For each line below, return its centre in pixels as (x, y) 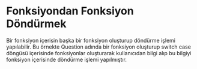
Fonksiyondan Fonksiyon (70, 11)
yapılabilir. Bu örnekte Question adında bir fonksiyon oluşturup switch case (98, 47)
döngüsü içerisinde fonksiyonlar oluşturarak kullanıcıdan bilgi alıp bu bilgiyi (99, 53)
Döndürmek (36, 24)
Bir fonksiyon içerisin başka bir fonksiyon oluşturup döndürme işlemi (91, 40)
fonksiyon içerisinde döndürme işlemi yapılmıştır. (67, 59)
